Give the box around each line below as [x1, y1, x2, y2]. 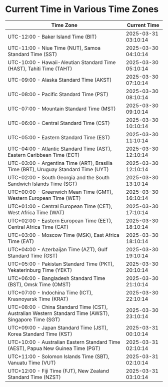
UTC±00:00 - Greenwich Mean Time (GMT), [7, 188, 113, 195]
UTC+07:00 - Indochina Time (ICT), [7, 289, 93, 296]
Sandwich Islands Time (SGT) [7, 180, 77, 187]
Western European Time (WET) [7, 194, 81, 201]
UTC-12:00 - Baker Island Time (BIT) [7, 33, 97, 40]
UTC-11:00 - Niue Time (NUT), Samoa [7, 44, 101, 51]
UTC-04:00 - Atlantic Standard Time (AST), [7, 145, 112, 152]
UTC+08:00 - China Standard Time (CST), [7, 303, 108, 310]
